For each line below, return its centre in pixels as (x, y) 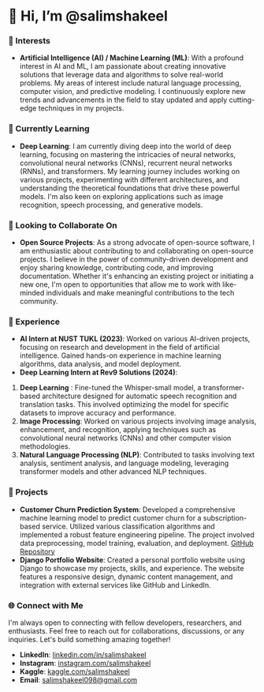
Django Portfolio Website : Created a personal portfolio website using (132, 559)
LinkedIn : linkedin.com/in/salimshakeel (83, 654)
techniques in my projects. (81, 108)
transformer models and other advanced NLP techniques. (113, 472)
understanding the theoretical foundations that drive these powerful (130, 188)
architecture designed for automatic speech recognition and (139, 396)
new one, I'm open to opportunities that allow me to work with (120, 284)
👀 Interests (30, 41)
